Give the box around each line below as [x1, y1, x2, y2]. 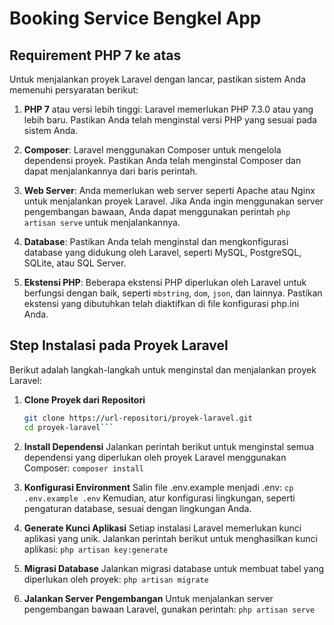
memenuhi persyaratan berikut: [9, 84, 139, 96]
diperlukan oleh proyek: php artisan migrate [23, 573, 209, 585]
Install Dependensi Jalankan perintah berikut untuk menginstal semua [23, 440, 315, 452]
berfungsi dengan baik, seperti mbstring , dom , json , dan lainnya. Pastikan [23, 287, 323, 299]
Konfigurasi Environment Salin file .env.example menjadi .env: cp [23, 481, 294, 493]
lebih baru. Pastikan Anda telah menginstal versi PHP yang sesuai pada [23, 114, 317, 126]
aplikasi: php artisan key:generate [23, 543, 169, 555]
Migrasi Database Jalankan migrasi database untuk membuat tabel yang [23, 562, 325, 574]
